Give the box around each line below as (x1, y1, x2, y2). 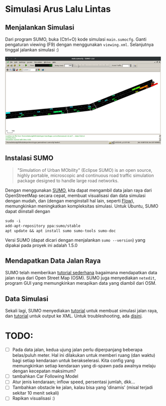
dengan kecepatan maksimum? (12, 368, 76, 374)
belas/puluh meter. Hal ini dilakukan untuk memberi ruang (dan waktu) (12, 353, 156, 358)
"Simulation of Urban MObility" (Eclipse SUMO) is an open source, (17, 167, 153, 173)
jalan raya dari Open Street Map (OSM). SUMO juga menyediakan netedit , (5, 275, 156, 281)
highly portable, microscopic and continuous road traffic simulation (17, 172, 154, 178)
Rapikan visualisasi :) (12, 395, 55, 402)
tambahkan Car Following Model (12, 373, 79, 379)
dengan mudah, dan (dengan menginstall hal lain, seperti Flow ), (5, 198, 135, 203)
